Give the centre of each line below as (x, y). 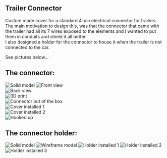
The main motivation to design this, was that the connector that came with (82, 26)
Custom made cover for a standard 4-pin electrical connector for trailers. (81, 20)
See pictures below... (27, 57)
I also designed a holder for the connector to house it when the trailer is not (84, 42)
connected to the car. (27, 47)
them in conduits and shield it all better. (46, 36)
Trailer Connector (34, 8)
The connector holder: (41, 133)
